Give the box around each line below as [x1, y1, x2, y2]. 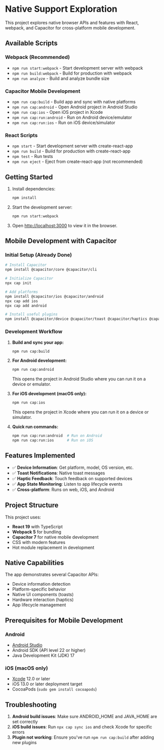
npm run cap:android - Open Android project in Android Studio [12, 104, 138, 110]
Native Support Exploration [5, 3, 118, 15]
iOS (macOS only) [5, 665, 48, 672]
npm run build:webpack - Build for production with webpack [12, 70, 132, 76]
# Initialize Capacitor [5, 276, 54, 281]
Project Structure [5, 501, 59, 510]
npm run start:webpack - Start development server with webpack [12, 65, 143, 71]
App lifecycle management [12, 602, 66, 608]
